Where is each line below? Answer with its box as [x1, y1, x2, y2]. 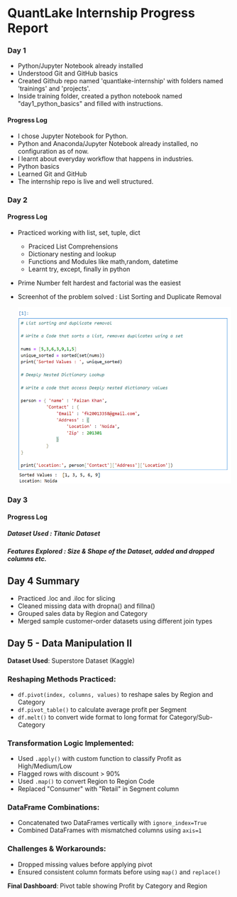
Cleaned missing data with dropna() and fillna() [17, 602, 155, 610]
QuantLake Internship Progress [7, 5, 195, 21]
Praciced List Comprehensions [28, 242, 118, 251]
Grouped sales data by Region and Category [17, 609, 148, 617]
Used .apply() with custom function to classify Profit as [17, 755, 182, 763]
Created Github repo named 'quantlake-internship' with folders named [17, 77, 224, 85]
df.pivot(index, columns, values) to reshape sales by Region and [17, 690, 214, 698]
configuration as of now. [17, 147, 89, 155]
